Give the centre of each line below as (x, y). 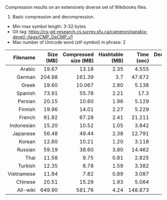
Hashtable (111, 54)
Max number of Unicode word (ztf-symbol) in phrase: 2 (69, 42)
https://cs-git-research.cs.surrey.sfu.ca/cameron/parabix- (88, 32)
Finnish (27, 109)
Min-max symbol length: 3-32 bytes (49, 26)
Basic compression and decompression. (53, 17)
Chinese (26, 182)
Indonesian (23, 125)
